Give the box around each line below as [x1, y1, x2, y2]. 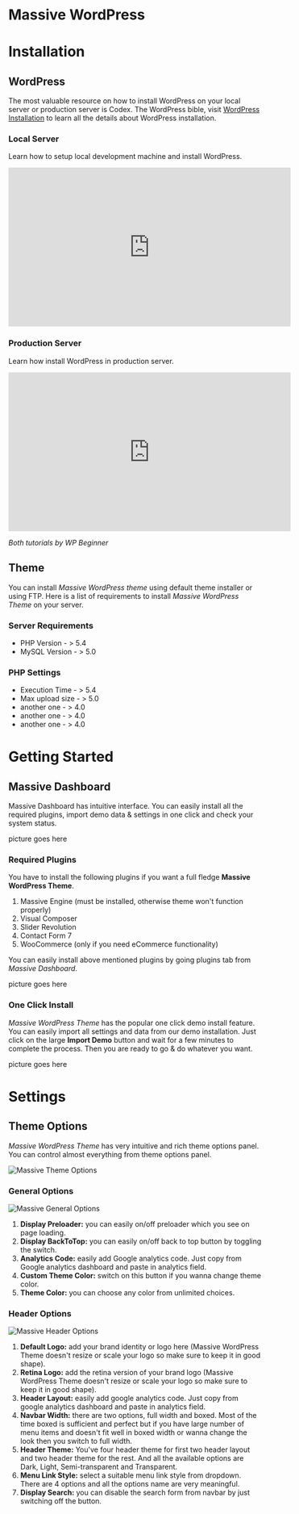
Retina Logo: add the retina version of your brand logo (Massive [19, 1368, 234, 1378]
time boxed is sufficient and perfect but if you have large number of [19, 1419, 245, 1429]
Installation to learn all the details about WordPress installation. [8, 113, 217, 123]
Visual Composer [19, 914, 78, 923]
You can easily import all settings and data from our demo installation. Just [8, 1027, 256, 1036]
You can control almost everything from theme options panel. [8, 1149, 212, 1159]
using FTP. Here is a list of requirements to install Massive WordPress [8, 591, 239, 600]
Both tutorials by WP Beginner [8, 537, 109, 547]
